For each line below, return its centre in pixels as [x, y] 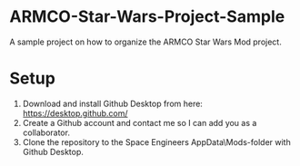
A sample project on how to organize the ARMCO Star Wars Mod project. [145, 42]
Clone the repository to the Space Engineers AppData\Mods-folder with [156, 142]
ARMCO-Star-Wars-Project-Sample [147, 17]
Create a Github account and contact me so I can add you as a [140, 122]
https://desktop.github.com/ [75, 113]
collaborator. [46, 132]
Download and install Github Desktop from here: [112, 103]
